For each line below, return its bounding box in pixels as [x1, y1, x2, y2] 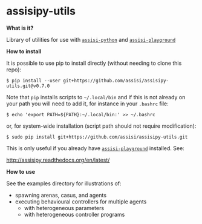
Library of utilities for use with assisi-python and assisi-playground [6, 36, 176, 43]
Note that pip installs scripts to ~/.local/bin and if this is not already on [6, 93, 186, 100]
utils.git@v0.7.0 [6, 83, 50, 89]
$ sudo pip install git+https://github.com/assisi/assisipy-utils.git [6, 134, 188, 140]
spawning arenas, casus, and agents [15, 191, 107, 199]
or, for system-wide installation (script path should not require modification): [6, 122, 197, 130]
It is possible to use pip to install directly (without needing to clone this [6, 59, 182, 67]
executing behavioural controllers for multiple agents [15, 198, 147, 205]
